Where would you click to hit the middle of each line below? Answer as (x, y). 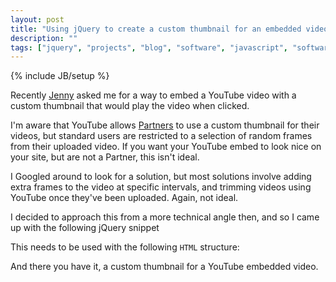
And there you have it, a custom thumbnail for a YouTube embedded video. (164, 267)
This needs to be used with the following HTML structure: (125, 247)
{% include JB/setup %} (60, 76)
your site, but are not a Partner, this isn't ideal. (105, 157)
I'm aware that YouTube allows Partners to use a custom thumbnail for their (165, 125)
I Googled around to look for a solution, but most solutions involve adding (161, 177)
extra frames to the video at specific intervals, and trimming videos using (161, 187)
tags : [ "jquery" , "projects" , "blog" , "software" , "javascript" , (149, 47)
